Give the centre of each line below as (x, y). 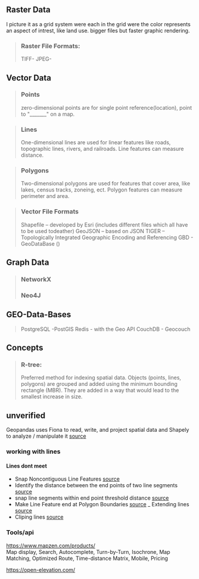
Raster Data (28, 10)
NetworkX (36, 279)
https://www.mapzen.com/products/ (51, 546)
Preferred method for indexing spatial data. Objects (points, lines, (101, 377)
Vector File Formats (50, 212)
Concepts (25, 348)
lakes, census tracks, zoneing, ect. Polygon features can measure (102, 190)
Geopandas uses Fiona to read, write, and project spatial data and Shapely (98, 430)
